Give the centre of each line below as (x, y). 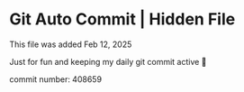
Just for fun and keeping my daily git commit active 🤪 (108, 61)
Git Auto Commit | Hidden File (122, 19)
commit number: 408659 (55, 79)
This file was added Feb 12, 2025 (71, 44)
